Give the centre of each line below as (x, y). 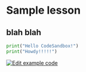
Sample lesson (43, 10)
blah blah (24, 32)
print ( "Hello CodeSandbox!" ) (42, 46)
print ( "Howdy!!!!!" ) (32, 51)
